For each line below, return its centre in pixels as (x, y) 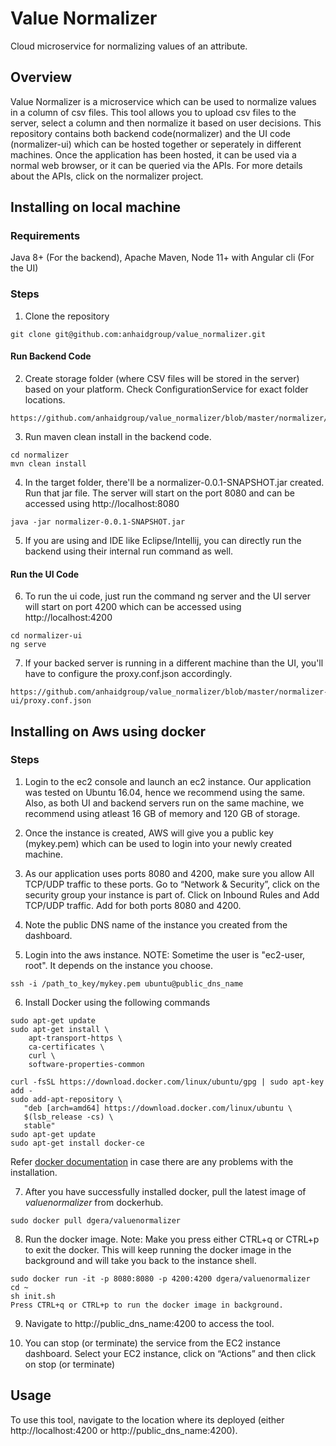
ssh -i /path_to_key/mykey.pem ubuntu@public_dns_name (127, 983)
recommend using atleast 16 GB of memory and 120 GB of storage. (162, 813)
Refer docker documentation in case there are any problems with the (152, 1161)
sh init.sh (33, 1296)
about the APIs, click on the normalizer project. (107, 176)
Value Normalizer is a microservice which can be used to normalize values (163, 101)
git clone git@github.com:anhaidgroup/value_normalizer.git (138, 334)
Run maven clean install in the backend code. (118, 436)
